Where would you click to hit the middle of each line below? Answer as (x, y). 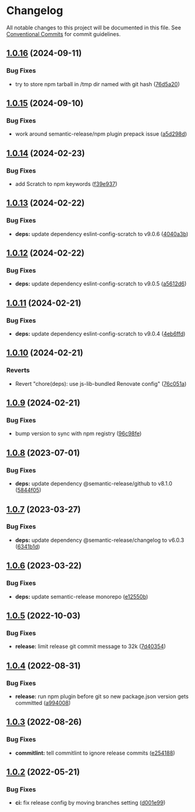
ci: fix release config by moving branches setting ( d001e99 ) (90, 803)
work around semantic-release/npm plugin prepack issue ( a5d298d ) (101, 134)
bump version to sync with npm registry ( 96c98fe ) (78, 434)
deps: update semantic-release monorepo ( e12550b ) (81, 596)
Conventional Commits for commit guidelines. (63, 34)
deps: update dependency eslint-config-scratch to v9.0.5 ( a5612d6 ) (101, 284)
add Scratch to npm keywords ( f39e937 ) (66, 184)
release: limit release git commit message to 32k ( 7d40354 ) (90, 646)
